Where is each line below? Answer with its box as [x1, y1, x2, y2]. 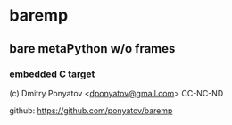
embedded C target [9, 68, 95, 80]
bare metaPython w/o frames [9, 41, 176, 56]
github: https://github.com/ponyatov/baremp [9, 104, 173, 116]
